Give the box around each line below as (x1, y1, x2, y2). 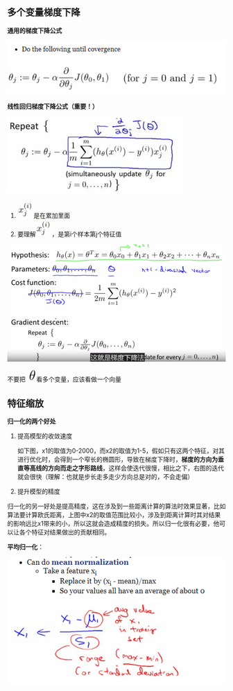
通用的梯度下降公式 (7, 26, 62, 35)
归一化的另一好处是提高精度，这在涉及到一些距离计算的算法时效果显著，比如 (7, 502, 226, 511)
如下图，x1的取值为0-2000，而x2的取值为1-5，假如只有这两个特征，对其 (17, 446, 225, 455)
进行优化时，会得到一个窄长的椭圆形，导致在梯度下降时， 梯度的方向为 (17, 455, 218, 464)
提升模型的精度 (17, 487, 60, 496)
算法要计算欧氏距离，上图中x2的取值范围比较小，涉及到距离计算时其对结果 (7, 511, 221, 519)
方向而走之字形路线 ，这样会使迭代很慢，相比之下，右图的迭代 (47, 464, 224, 473)
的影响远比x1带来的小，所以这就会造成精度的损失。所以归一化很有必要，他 (7, 519, 220, 528)
